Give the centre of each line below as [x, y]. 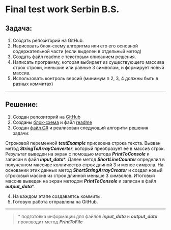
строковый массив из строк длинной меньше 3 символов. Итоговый [80, 175]
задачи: [21, 133]
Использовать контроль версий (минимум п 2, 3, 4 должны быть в [85, 78]
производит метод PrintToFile [50, 222]
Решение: [22, 105]
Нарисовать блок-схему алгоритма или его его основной [75, 46]
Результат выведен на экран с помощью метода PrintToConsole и [78, 154]
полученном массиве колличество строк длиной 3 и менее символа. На [84, 165]
